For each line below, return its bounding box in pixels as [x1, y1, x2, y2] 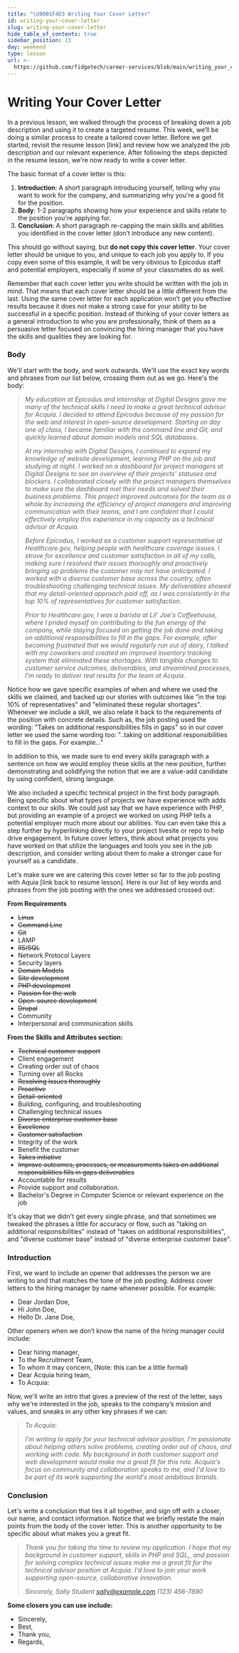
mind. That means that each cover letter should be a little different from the [7, 287, 228, 295]
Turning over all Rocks [17, 1069, 83, 1078]
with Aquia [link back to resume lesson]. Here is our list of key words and [7, 877, 222, 886]
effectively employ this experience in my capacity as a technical [24, 515, 214, 523]
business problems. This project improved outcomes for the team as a [24, 492, 231, 500]
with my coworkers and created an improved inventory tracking [24, 648, 212, 656]
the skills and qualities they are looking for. [7, 332, 133, 341]
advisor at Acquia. [24, 522, 80, 531]
